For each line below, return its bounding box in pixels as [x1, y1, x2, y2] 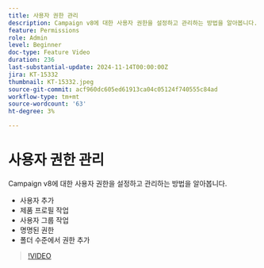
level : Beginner [8, 41, 62, 49]
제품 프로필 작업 [19, 205, 69, 215]
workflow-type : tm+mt [8, 93, 80, 101]
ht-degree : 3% [8, 108, 55, 116]
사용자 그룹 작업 [19, 215, 69, 224]
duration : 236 [8, 56, 55, 64]
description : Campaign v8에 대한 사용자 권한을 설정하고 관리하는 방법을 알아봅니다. [8, 19, 258, 27]
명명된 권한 [19, 225, 55, 235]
